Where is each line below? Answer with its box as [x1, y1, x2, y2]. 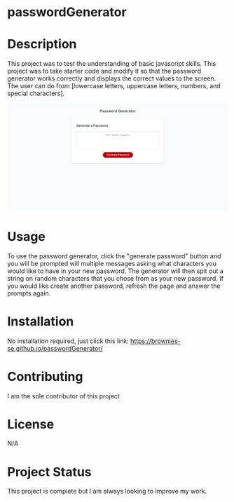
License [7, 416, 55, 432]
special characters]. [7, 89, 65, 98]
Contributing [7, 368, 83, 384]
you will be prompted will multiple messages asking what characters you [7, 259, 217, 267]
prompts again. [7, 288, 51, 298]
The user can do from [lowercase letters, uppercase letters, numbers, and [7, 82, 221, 90]
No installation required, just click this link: [7, 337, 130, 345]
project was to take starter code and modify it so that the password [7, 67, 202, 76]
